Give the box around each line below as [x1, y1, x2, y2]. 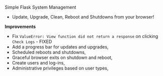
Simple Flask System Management [5, 4, 76, 10]
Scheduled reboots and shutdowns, [12, 49, 86, 55]
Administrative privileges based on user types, [12, 65, 109, 71]
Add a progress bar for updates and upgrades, [12, 44, 109, 49]
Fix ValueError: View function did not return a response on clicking [12, 33, 158, 39]
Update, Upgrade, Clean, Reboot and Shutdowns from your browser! [12, 14, 154, 19]
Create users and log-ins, [12, 60, 65, 65]
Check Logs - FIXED [12, 38, 52, 44]
